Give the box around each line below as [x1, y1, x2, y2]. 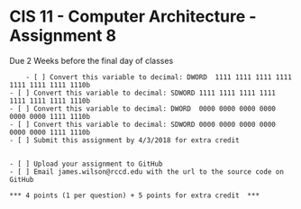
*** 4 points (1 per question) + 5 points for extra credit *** [9, 191, 260, 200]
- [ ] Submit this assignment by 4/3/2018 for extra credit [9, 135, 241, 145]
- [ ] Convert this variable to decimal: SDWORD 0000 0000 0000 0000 [9, 120, 277, 129]
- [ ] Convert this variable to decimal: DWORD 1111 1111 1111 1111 [25, 72, 293, 82]
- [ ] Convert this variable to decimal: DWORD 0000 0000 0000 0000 [9, 104, 277, 114]
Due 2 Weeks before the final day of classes [9, 55, 174, 66]
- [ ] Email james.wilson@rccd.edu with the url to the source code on [9, 167, 284, 177]
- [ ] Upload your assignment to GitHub [9, 159, 164, 168]
